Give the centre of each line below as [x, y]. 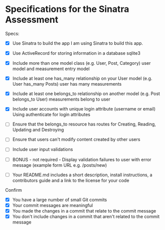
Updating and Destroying [38, 130]
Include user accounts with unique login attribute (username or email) [84, 109]
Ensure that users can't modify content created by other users [76, 139]
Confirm [14, 190]
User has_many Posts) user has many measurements [67, 84]
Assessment [32, 20]
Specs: [12, 33]
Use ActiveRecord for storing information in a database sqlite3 [76, 53]
